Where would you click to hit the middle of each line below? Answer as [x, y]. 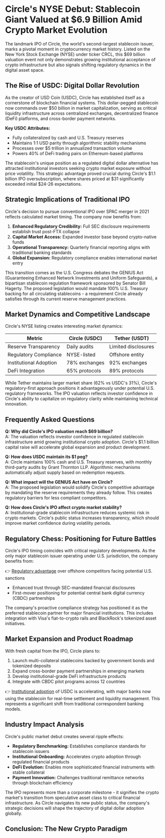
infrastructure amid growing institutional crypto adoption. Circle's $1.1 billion [82, 442]
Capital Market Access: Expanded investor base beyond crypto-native [84, 237]
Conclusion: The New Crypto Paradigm [66, 829]
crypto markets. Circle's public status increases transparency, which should [82, 518]
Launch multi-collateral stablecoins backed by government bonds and [83, 660]
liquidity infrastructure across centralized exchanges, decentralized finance [82, 113]
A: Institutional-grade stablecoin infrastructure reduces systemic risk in [77, 513]
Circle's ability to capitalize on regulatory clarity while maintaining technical [82, 399]
